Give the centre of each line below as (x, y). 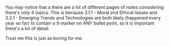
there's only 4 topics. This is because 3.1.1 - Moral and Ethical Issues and (81, 12)
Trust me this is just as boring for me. (44, 38)
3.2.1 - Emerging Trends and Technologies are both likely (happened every (83, 18)
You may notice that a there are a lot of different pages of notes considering (84, 7)
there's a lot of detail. (27, 28)
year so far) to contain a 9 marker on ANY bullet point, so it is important (80, 23)
